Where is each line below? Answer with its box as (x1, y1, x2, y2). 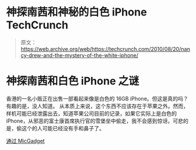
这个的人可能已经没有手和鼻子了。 (21, 125, 104, 132)
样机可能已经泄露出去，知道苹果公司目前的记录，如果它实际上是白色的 (6, 110, 177, 117)
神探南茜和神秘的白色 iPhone (6, 5, 148, 19)
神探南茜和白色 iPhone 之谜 (6, 75, 139, 88)
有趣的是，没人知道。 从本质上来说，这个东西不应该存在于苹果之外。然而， (6, 102, 189, 110)
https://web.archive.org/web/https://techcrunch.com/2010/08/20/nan (20, 45, 191, 52)
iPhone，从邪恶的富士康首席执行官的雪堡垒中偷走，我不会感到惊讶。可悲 (6, 117, 184, 125)
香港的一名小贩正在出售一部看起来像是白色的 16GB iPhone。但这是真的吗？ (6, 95, 189, 102)
